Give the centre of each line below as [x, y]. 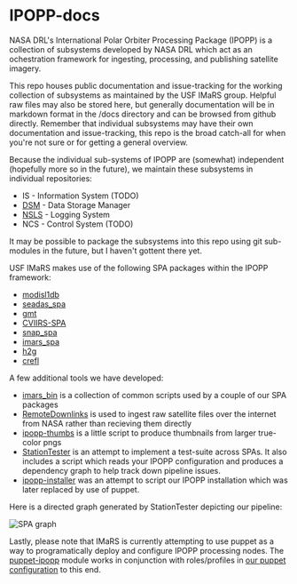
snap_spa [39, 332]
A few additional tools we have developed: [86, 378]
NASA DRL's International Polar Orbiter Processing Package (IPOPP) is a [141, 40]
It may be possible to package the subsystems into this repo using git [136, 241]
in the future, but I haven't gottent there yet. [122, 251]
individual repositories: [51, 178]
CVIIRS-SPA [44, 323]
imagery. [25, 68]
